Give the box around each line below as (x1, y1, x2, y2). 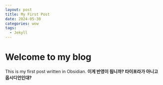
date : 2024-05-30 (5, 16, 41, 21)
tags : (5, 26, 16, 31)
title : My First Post (5, 12, 50, 17)
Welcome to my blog (5, 51, 91, 63)
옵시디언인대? (5, 75, 32, 81)
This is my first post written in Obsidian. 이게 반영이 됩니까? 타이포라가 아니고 (5, 68, 158, 74)
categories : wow (5, 21, 39, 26)
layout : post (5, 7, 32, 12)
